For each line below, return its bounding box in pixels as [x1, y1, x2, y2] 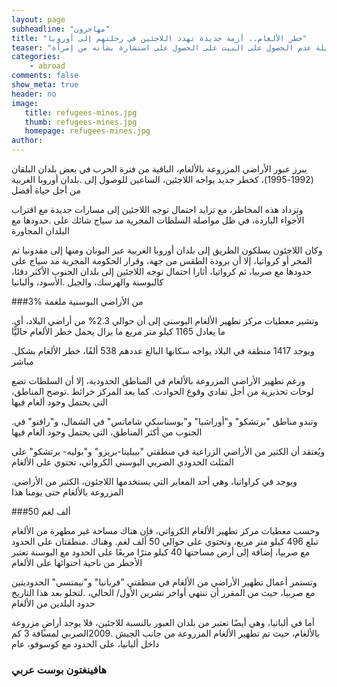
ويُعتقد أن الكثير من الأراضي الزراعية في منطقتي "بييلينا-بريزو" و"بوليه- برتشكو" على [11, 446, 326, 457]
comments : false [11, 71, 79, 81]
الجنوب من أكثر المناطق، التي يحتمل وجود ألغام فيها [11, 426, 203, 438]
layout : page [11, 14, 66, 25]
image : [11, 98, 39, 108]
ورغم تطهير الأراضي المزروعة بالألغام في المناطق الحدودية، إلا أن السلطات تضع [11, 375, 306, 386]
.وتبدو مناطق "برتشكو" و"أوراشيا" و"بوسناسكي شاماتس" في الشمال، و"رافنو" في [11, 416, 318, 427]
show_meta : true [11, 80, 79, 90]
